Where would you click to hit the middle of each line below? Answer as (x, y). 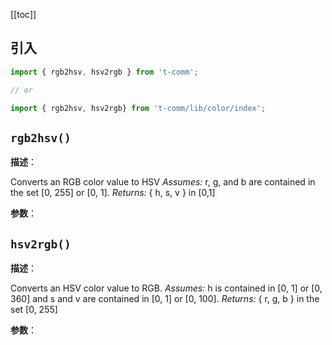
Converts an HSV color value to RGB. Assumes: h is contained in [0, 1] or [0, (166, 288)
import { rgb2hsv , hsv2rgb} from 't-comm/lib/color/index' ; (138, 108)
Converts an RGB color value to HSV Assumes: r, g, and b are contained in (163, 182)
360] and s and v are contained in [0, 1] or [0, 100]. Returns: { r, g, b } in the (165, 299)
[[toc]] (23, 14)
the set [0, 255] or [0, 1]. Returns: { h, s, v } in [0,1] (113, 193)
